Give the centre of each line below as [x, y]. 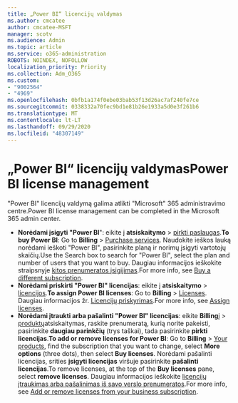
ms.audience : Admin [36, 41]
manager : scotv [30, 34]
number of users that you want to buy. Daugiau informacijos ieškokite [120, 263]
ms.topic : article [35, 47]
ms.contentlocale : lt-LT [44, 120]
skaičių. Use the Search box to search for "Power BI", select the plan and [124, 255]
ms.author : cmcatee [36, 21]
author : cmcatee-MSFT [40, 27]
